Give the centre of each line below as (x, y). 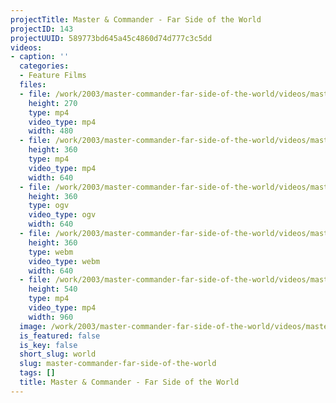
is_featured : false (60, 336)
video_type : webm (64, 261)
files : (33, 85)
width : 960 (51, 317)
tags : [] (37, 373)
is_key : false (48, 345)
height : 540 (53, 289)
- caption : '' (40, 57)
